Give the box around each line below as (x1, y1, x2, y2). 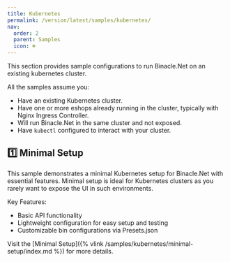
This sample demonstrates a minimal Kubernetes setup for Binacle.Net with (7, 169, 224, 177)
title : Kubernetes (7, 10, 61, 17)
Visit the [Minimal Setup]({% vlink (7, 239, 104, 248)
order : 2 (13, 29, 39, 37)
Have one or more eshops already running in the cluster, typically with (17, 104, 219, 112)
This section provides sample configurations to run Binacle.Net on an (7, 62, 206, 70)
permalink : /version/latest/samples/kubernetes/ (7, 17, 151, 24)
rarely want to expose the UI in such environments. (7, 184, 153, 192)
